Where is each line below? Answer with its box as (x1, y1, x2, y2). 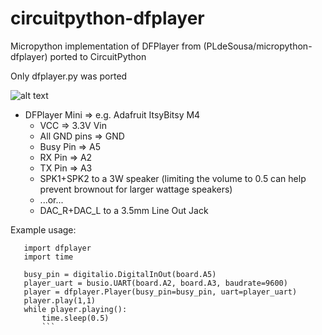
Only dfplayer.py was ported (10, 70, 128, 82)
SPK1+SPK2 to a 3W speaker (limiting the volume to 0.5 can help (39, 172, 307, 184)
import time (23, 252, 74, 262)
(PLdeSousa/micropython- (203, 40, 313, 52)
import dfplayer (23, 243, 92, 253)
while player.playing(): (23, 304, 128, 314)
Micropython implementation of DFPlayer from (10, 40, 202, 52)
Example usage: (10, 223, 77, 236)
